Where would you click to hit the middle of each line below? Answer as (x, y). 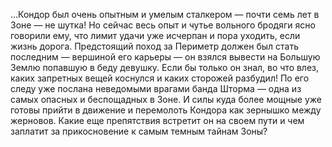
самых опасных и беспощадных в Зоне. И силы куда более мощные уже (166, 99)
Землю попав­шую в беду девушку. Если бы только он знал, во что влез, (165, 67)
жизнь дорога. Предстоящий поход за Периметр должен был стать (155, 46)
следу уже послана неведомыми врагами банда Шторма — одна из (156, 88)
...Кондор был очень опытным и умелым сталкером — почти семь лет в (165, 14)
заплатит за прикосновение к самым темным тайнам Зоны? (139, 131)
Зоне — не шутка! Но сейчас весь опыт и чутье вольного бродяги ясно (163, 25)
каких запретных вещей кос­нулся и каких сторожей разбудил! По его (160, 78)
